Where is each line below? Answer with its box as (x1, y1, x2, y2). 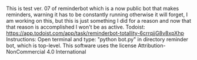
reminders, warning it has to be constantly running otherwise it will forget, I (6, 11, 188, 18)
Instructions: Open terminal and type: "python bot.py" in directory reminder (6, 36, 189, 43)
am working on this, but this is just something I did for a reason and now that (6, 17, 192, 24)
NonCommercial (6, 48, 46, 55)
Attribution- (138, 42, 166, 49)
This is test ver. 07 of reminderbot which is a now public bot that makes (6, 5, 179, 12)
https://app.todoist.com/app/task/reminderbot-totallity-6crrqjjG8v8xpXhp (6, 30, 184, 37)
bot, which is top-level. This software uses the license (6, 42, 137, 49)
